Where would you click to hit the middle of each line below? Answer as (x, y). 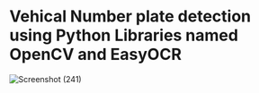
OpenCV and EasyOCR (96, 55)
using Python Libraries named (124, 35)
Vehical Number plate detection (130, 17)
